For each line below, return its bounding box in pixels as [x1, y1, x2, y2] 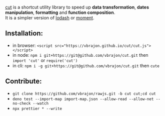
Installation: [5, 29, 43, 38]
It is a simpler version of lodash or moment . [5, 15, 94, 20]
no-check [12, 101, 31, 106]
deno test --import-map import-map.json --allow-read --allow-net [12, 97, 154, 102]
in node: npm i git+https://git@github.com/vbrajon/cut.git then [12, 52, 148, 58]
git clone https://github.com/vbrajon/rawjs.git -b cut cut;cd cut [12, 91, 156, 96]
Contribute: [5, 77, 42, 86]
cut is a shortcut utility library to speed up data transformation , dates [5, 4, 149, 10]
